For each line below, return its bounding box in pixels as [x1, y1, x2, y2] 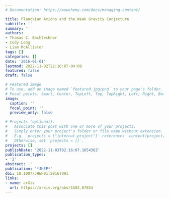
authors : [5, 31, 24, 36]
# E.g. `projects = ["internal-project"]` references [5, 133, 125, 138]
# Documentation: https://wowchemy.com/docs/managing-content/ [5, 7, 141, 13]
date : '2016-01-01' [5, 59, 46, 64]
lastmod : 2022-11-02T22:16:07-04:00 [5, 64, 82, 69]
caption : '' [10, 101, 35, 106]
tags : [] [5, 49, 24, 55]
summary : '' [5, 26, 30, 31]
